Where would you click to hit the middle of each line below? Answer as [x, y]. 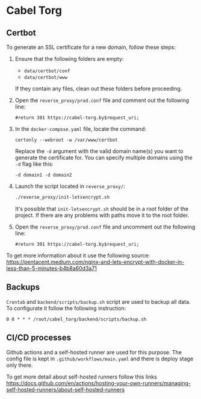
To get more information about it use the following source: [78, 255]
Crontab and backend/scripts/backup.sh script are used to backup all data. [98, 301]
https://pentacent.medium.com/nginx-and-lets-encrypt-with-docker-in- [95, 262]
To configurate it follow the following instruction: [66, 308]
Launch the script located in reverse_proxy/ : [70, 186]
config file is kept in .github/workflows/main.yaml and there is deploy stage [100, 359]
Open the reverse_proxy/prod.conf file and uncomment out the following [105, 227]
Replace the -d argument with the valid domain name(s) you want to [99, 151]
